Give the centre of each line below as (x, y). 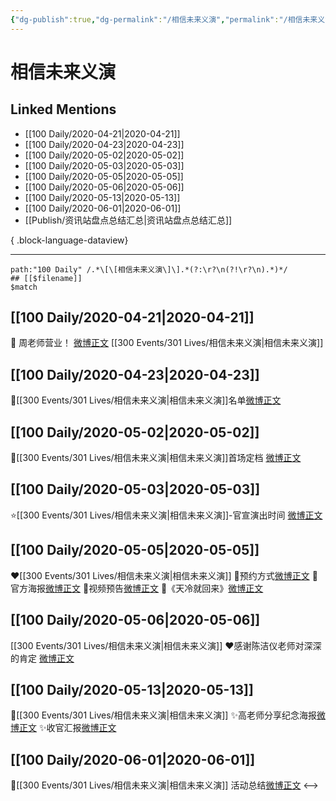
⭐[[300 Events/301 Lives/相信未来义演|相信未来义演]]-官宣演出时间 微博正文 (166, 515)
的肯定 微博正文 (42, 658)
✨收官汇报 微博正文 (77, 728)
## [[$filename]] (46, 278)
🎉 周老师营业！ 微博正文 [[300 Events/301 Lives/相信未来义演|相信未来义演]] (167, 343)
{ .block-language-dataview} (69, 240)
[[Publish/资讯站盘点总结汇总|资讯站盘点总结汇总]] (128, 220)
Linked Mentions (63, 109)
